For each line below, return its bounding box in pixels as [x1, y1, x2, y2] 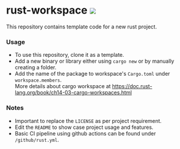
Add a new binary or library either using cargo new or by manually [14, 57, 175, 65]
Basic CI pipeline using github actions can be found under [14, 129, 156, 137]
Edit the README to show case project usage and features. [14, 124, 154, 131]
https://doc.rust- [112, 83, 153, 90]
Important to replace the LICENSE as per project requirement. [14, 117, 162, 124]
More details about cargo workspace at [14, 83, 111, 90]
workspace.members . [14, 76, 62, 83]
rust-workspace [6, 4, 88, 17]
